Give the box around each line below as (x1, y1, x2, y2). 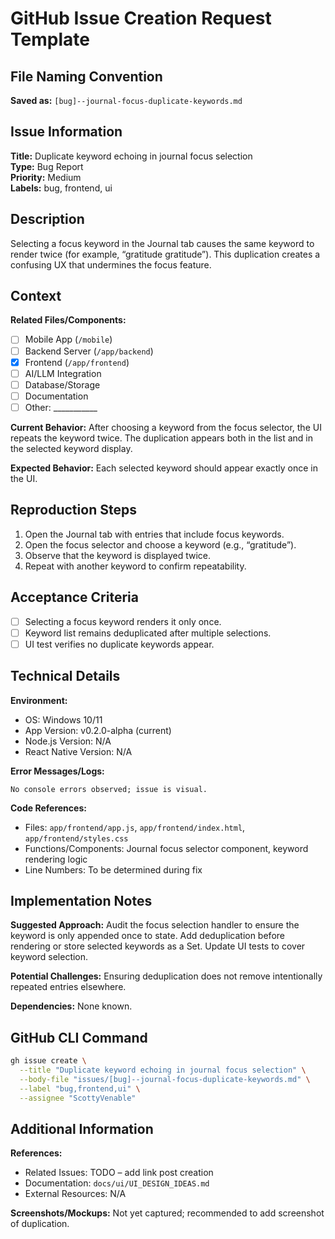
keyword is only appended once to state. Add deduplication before (10, 930, 285, 942)
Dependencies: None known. (10, 1000, 133, 1012)
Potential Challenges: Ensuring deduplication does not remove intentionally (10, 970, 323, 982)
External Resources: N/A (24, 1188, 127, 1200)
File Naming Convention (10, 68, 163, 85)
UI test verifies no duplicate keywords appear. (24, 638, 215, 650)
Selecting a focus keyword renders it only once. (24, 615, 222, 627)
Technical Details (10, 668, 121, 685)
